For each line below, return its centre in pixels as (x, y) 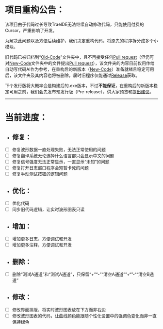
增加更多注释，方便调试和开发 (42, 245)
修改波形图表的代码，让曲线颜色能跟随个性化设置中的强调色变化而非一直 (84, 315)
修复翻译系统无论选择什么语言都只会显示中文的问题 (63, 156)
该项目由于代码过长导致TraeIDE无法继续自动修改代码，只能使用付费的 (74, 24)
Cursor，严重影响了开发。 (31, 30)
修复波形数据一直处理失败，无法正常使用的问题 (59, 149)
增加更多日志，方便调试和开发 (42, 239)
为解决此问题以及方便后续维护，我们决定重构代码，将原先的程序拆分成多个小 (81, 41)
